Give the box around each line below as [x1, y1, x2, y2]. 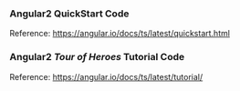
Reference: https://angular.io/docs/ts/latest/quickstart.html [9, 28, 231, 39]
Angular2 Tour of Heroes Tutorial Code [9, 51, 185, 64]
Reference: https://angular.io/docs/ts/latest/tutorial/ [9, 71, 203, 82]
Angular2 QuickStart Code [9, 7, 130, 20]
